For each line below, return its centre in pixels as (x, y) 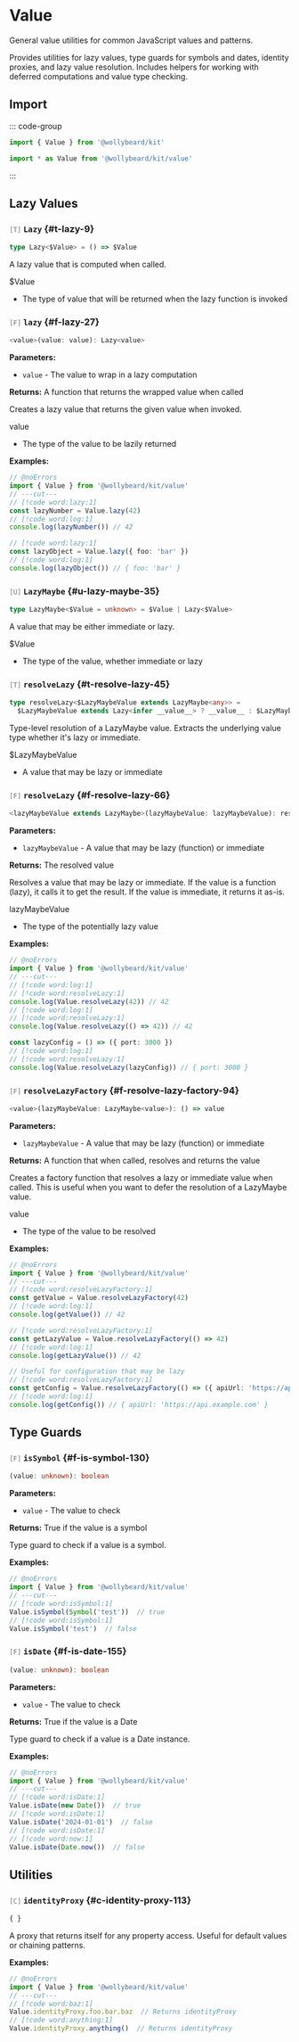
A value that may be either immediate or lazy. (92, 627)
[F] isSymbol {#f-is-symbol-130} (80, 1458)
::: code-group (36, 126)
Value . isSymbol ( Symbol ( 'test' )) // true (87, 1612)
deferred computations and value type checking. (99, 76)
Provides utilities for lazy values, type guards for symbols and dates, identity (149, 57)
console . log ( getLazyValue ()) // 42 (75, 1355)
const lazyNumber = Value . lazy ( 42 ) (75, 510)
